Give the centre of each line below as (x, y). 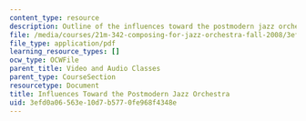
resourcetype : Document (55, 86)
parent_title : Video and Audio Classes (85, 69)
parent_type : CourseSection (63, 77)
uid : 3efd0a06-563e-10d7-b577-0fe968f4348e (93, 102)
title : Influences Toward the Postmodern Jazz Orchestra (120, 94)
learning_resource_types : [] (65, 52)
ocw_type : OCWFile (44, 60)
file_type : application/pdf (63, 43)
